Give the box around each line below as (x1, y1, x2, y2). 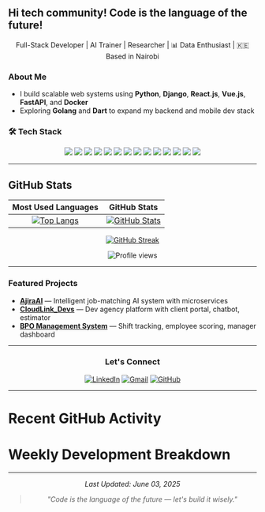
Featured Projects (8, 278, 78, 289)
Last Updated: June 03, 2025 (84, 479, 181, 488)
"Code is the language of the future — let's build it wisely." (47, 494, 238, 504)
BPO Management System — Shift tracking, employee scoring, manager (19, 321, 256, 330)
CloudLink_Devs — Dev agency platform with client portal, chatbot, (19, 304, 241, 314)
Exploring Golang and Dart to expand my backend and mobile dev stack (19, 106, 255, 115)
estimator (19, 312, 51, 322)
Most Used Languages (12, 201, 99, 213)
